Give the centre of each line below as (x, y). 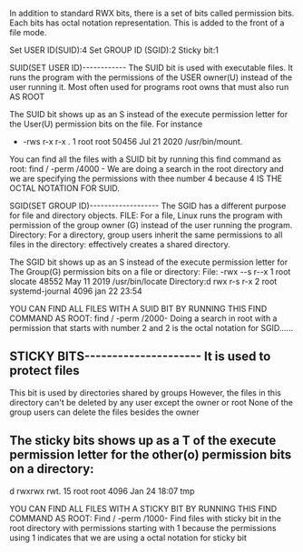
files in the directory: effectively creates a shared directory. (120, 244)
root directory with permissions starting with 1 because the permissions (143, 527)
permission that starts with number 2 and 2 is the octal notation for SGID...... (151, 328)
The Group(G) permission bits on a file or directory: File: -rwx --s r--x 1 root (150, 271)
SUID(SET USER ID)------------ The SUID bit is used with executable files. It (151, 68)
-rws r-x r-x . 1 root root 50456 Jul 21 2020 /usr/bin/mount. (132, 141)
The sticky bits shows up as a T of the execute (143, 441)
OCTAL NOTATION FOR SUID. (65, 188)
